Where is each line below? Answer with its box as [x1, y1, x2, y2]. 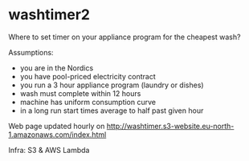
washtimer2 [8, 6, 91, 24]
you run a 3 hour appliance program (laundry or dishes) [19, 80, 204, 90]
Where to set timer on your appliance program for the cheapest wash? [8, 32, 241, 42]
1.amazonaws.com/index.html [8, 130, 107, 139]
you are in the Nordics [19, 62, 94, 73]
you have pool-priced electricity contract [19, 71, 156, 81]
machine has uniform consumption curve [19, 97, 157, 107]
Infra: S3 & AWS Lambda [8, 145, 90, 155]
